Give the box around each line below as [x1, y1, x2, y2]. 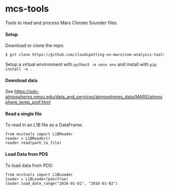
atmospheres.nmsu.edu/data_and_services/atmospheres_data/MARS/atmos [5, 94, 162, 100]
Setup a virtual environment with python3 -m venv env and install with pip [5, 61, 157, 68]
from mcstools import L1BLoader [5, 172, 73, 177]
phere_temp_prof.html [5, 99, 51, 105]
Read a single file [5, 110, 42, 116]
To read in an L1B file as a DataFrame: [5, 122, 83, 128]
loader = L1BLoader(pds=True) [5, 176, 69, 181]
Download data [5, 77, 38, 83]
